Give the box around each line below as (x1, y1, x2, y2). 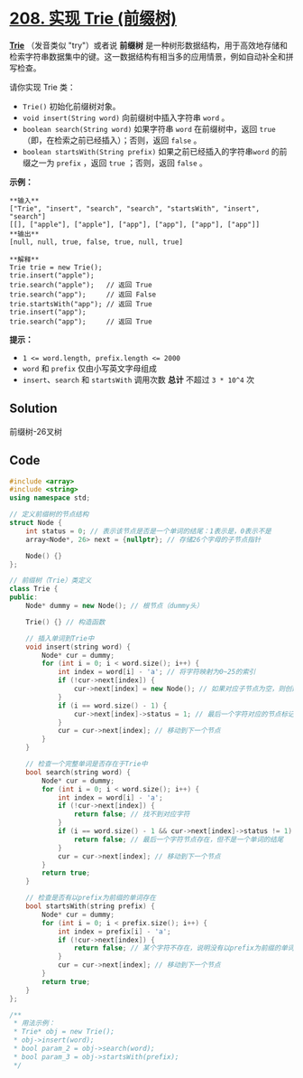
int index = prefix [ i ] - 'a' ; (57, 927, 171, 936)
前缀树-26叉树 (9, 426, 63, 436)
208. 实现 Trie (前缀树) (9, 8, 178, 29)
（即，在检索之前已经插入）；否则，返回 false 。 (22, 135, 202, 145)
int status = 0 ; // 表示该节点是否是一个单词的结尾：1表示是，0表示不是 (25, 526, 272, 536)
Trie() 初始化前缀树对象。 (22, 100, 121, 111)
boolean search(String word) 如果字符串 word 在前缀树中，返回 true (22, 123, 277, 134)
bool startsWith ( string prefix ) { (25, 902, 155, 911)
